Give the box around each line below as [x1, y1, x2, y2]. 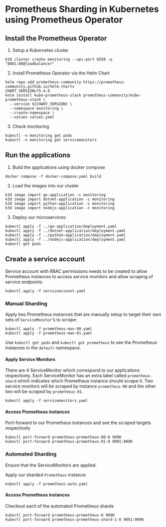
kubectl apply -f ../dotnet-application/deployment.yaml [5, 228, 126, 233]
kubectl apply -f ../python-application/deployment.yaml [5, 232, 126, 238]
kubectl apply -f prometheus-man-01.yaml [5, 331, 93, 336]
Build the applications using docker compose [12, 164, 105, 170]
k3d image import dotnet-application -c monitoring [5, 196, 115, 202]
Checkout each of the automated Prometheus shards [5, 503, 114, 509]
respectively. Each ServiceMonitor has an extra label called [5, 373, 127, 379]
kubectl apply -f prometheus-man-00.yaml [5, 326, 93, 331]
